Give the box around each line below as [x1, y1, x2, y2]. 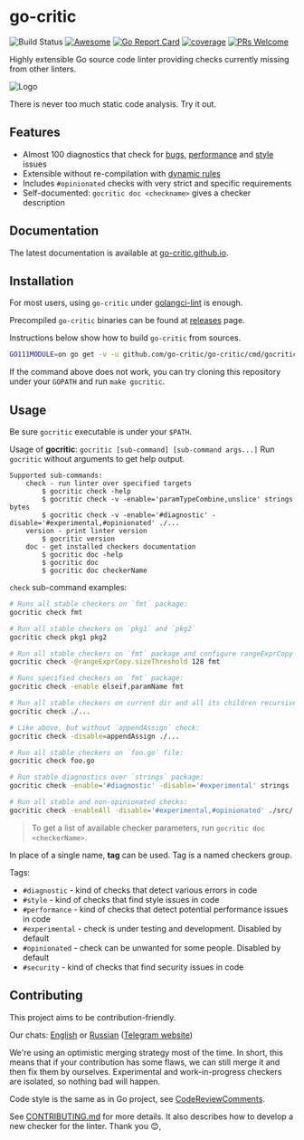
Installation [9, 273, 74, 289]
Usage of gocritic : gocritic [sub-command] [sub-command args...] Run [9, 444, 275, 455]
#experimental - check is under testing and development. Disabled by [22, 923, 282, 934]
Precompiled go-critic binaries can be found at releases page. [9, 315, 246, 326]
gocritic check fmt [9, 608, 83, 617]
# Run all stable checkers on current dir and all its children [9, 699, 257, 708]
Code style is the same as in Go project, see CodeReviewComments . [9, 1093, 265, 1104]
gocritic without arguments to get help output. [9, 454, 185, 465]
